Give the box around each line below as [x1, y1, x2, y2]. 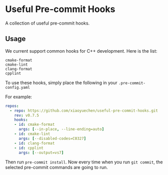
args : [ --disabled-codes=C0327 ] [18, 136, 86, 141]
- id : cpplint [14, 145, 44, 150]
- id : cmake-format [14, 122, 55, 127]
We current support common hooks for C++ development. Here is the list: [5, 48, 157, 54]
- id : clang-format [14, 140, 55, 146]
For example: [5, 94, 33, 100]
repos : [5, 103, 19, 108]
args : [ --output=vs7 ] [18, 150, 64, 155]
